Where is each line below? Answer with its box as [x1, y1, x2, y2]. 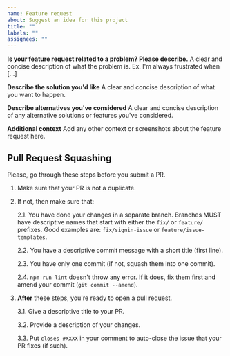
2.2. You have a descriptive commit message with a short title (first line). [17, 246, 223, 254]
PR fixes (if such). [17, 341, 68, 350]
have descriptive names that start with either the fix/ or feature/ [17, 217, 204, 226]
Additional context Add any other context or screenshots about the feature [7, 125, 222, 133]
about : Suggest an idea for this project [7, 17, 128, 24]
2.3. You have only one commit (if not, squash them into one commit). [17, 259, 215, 267]
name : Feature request [7, 10, 73, 17]
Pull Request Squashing [7, 152, 112, 163]
